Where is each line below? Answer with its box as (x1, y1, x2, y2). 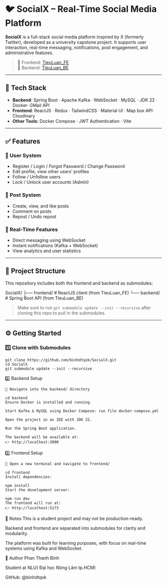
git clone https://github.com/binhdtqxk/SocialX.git (5, 357, 117, 363)
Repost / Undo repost (12, 213, 57, 219)
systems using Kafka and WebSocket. (5, 545, 83, 551)
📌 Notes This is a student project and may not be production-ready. (5, 515, 143, 521)
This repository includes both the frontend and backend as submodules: (5, 280, 153, 286)
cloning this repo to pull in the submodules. (17, 310, 106, 316)
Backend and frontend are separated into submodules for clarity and (5, 525, 146, 531)
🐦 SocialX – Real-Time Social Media (5, 3, 157, 15)
